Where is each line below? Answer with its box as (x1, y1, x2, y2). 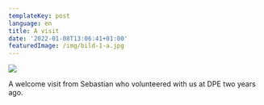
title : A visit (8, 27, 60, 35)
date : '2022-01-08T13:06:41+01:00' (8, 34, 128, 43)
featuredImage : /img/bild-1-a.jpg (8, 42, 125, 50)
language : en (8, 19, 52, 27)
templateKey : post (8, 11, 70, 20)
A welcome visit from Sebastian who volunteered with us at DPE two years (8, 79, 256, 89)
